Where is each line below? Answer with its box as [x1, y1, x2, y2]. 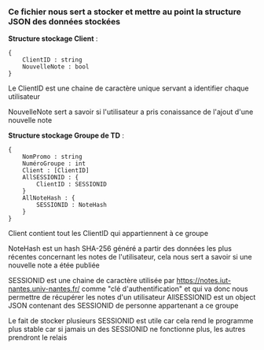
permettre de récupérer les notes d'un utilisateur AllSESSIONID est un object [8, 293, 256, 302]
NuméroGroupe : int [22, 160, 86, 168]
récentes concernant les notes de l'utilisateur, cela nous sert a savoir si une [8, 252, 253, 262]
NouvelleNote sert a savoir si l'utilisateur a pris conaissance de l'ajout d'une [8, 107, 254, 116]
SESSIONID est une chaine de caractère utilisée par [8, 276, 175, 286]
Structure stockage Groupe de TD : [8, 131, 124, 140]
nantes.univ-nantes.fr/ [8, 284, 80, 293]
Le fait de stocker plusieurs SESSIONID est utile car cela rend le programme [8, 316, 254, 326]
